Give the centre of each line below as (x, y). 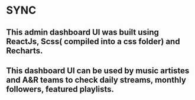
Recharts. (25, 51)
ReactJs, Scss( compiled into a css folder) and (93, 41)
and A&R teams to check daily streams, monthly (96, 80)
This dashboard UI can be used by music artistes (98, 71)
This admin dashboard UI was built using (83, 32)
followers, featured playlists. (60, 89)
